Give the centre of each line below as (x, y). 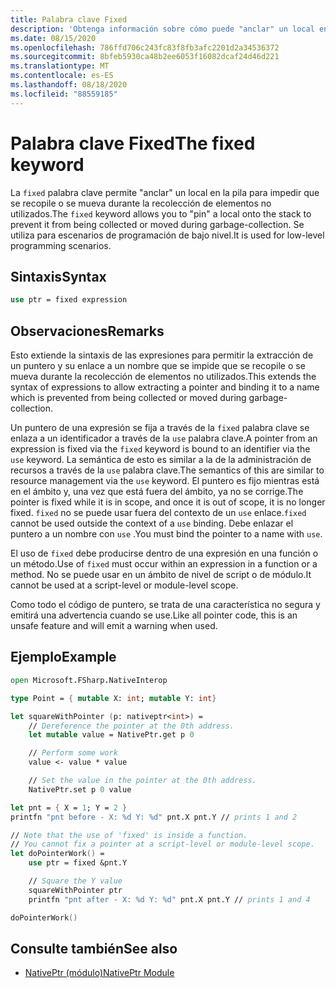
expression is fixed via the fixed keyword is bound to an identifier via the (160, 449)
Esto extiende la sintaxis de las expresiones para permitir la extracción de (162, 355)
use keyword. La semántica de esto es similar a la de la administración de (161, 460)
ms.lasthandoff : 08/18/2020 (69, 85)
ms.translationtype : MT (60, 66)
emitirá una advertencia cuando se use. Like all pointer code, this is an (154, 615)
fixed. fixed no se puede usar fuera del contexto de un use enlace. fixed (158, 513)
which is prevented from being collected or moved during (128, 398)
